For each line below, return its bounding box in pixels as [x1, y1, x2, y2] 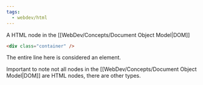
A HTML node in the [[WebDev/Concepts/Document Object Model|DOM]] [6, 31, 190, 38]
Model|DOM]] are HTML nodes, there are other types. [6, 72, 141, 80]
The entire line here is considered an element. [6, 54, 122, 61]
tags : [6, 8, 20, 15]
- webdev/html [12, 15, 47, 21]
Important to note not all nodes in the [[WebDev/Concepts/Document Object [6, 66, 197, 73]
